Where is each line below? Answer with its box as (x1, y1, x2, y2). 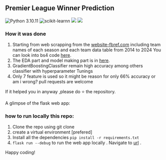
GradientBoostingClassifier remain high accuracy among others (12, 63, 143, 69)
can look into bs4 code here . (12, 52, 71, 58)
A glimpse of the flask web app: (5, 100, 71, 106)
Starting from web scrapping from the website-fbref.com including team (12, 42, 161, 48)
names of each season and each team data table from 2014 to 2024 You (12, 47, 161, 53)
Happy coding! (5, 150, 36, 156)
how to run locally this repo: (5, 113, 74, 120)
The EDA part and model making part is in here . (12, 57, 110, 64)
